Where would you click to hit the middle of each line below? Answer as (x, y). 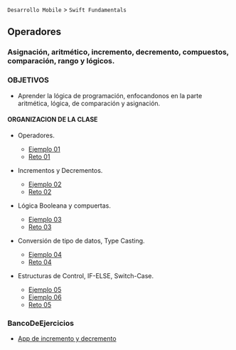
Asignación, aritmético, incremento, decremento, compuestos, (118, 52)
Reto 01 (39, 157)
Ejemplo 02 (45, 184)
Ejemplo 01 (44, 149)
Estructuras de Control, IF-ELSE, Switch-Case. (86, 275)
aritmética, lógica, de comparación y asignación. (89, 103)
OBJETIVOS (28, 80)
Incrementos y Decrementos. (60, 170)
